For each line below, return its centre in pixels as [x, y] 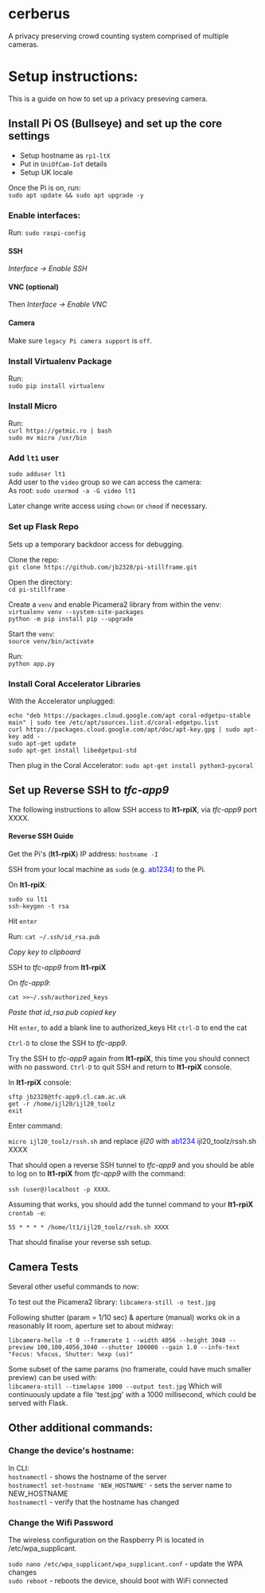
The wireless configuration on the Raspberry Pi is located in [106, 1540]
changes [23, 1572]
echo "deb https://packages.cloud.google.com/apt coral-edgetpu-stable [129, 716]
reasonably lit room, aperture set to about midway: [91, 1325]
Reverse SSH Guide [41, 836]
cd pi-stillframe [37, 589]
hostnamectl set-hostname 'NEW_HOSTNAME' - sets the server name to [120, 1485]
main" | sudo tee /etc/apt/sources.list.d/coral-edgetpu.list [113, 723]
